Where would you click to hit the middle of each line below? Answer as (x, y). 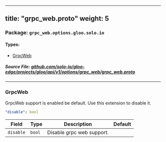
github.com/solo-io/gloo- (58, 67)
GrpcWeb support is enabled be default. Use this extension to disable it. (78, 103)
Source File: (18, 67)
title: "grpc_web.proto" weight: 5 (57, 18)
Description (78, 124)
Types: (12, 44)
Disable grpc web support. (78, 132)
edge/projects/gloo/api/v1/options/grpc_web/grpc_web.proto (70, 72)
